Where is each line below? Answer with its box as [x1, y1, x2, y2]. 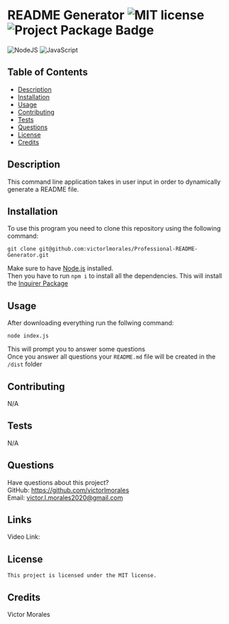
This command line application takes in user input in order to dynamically [7, 177, 221, 186]
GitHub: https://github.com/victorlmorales [7, 486, 130, 494]
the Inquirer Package [7, 279, 69, 288]
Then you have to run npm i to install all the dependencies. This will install [7, 272, 222, 280]
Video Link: [7, 532, 40, 541]
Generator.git [7, 252, 50, 259]
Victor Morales [7, 611, 51, 619]
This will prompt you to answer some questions [7, 345, 145, 354]
